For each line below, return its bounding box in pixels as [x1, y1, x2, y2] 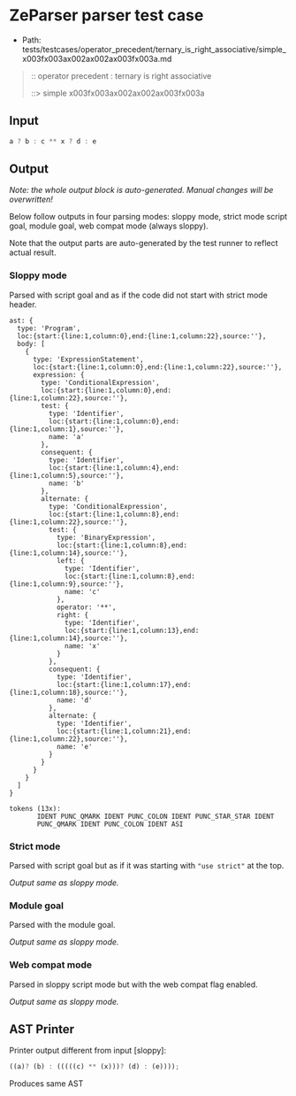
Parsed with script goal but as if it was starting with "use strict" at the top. [9, 861, 285, 871]
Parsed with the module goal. [9, 920, 117, 930]
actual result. [9, 247, 57, 258]
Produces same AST [9, 1078, 84, 1089]
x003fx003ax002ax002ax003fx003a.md [21, 53, 172, 64]
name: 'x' [65, 641, 101, 651]
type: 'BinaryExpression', [56, 533, 156, 542]
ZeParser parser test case [9, 5, 204, 26]
